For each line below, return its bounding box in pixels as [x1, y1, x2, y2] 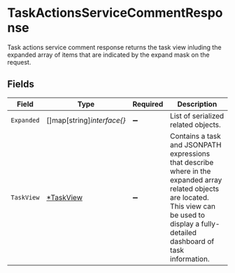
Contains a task [170, 131, 222, 141]
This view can [170, 201, 215, 211]
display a [170, 219, 200, 229]
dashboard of [170, 237, 215, 246]
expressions [170, 149, 211, 159]
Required [132, 99, 164, 109]
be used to [170, 210, 205, 220]
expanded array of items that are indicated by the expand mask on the [7, 51, 210, 59]
